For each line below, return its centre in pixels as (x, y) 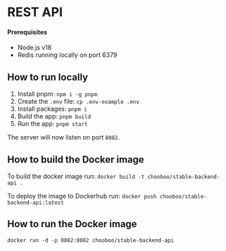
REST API (35, 12)
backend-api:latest (36, 203)
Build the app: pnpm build (54, 116)
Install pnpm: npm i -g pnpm (58, 94)
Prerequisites (27, 32)
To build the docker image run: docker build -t (76, 177)
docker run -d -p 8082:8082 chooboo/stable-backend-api (91, 240)
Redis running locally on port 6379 (67, 55)
